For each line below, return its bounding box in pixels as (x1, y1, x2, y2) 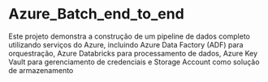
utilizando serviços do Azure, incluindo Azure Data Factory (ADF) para (8, 39, 244, 49)
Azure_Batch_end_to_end (8, 5, 184, 23)
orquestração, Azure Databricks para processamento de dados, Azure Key (8, 48, 258, 58)
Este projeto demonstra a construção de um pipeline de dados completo (8, 31, 250, 41)
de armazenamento (8, 65, 74, 75)
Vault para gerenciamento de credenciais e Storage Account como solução (8, 57, 260, 67)
